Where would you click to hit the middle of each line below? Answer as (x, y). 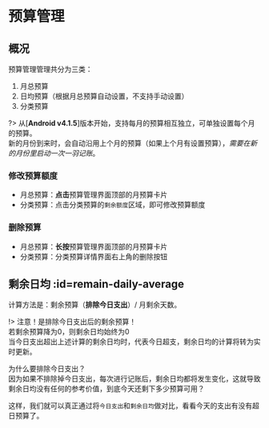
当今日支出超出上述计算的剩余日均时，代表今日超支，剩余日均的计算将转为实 (134, 342)
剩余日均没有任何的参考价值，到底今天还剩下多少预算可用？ (106, 389)
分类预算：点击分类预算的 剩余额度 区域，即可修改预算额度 (112, 205)
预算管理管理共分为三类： (50, 69)
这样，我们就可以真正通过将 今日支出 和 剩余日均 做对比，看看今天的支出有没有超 (134, 406)
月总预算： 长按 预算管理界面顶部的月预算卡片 (94, 246)
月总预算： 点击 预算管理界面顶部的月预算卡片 (94, 195)
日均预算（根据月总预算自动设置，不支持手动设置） (104, 96)
